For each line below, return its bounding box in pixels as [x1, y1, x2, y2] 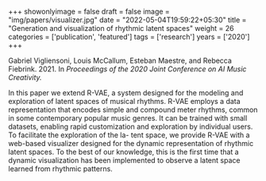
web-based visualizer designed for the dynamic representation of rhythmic [8, 139, 254, 148]
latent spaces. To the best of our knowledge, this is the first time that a [8, 147, 240, 156]
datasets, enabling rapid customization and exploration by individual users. [8, 122, 253, 131]
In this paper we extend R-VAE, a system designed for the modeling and [8, 88, 244, 98]
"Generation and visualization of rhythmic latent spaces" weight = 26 [8, 24, 234, 33]
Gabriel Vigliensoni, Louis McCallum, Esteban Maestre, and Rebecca [8, 56, 233, 65]
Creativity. [8, 73, 42, 82]
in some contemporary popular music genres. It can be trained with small [8, 114, 248, 122]
